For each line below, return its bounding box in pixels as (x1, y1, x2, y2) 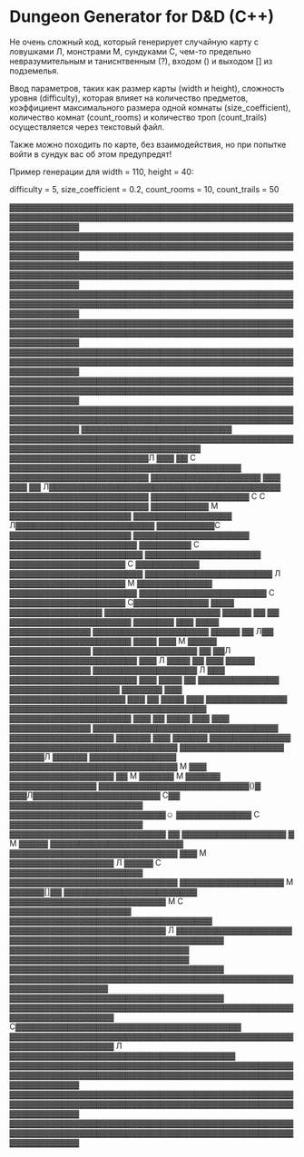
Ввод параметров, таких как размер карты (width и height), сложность (9, 83, 285, 93)
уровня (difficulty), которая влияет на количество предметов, (9, 93, 249, 103)
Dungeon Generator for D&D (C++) (9, 6, 275, 27)
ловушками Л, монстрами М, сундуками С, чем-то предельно (9, 45, 251, 56)
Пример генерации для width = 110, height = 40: (9, 166, 194, 177)
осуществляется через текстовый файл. (9, 121, 165, 132)
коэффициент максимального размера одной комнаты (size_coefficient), (9, 102, 291, 113)
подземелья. (9, 65, 59, 76)
